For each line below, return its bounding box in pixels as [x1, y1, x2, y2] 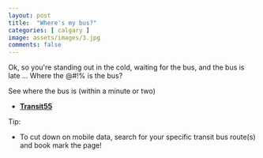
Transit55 [19, 102, 53, 111]
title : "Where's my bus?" [8, 19, 97, 27]
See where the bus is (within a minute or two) [8, 86, 156, 96]
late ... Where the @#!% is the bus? [8, 71, 123, 81]
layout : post [8, 11, 51, 20]
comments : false [8, 41, 62, 49]
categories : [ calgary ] [8, 26, 90, 34]
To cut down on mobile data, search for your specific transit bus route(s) [19, 132, 256, 142]
